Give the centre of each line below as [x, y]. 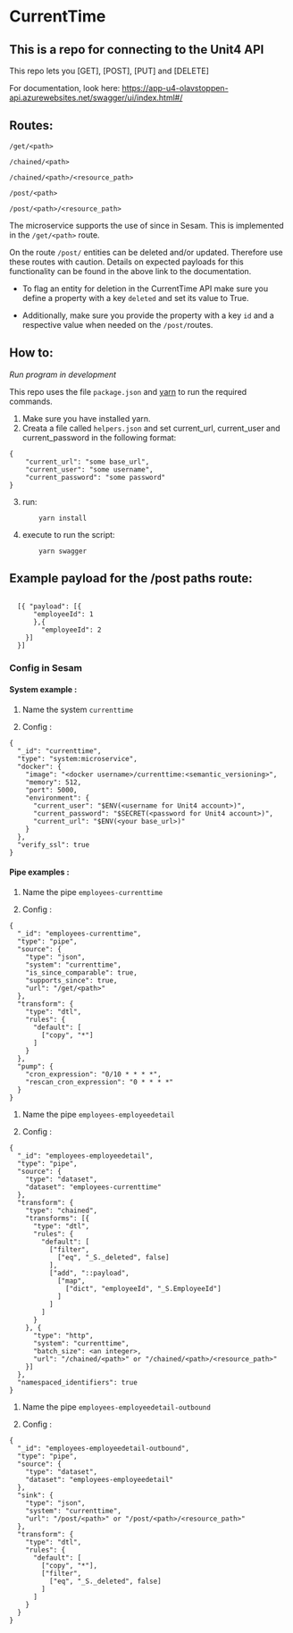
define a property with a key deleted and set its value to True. [135, 297]
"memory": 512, [54, 782]
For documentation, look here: [65, 88]
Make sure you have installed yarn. [86, 418]
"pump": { [35, 1066]
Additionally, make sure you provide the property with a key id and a [148, 315]
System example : [43, 689]
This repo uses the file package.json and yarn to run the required [128, 391]
